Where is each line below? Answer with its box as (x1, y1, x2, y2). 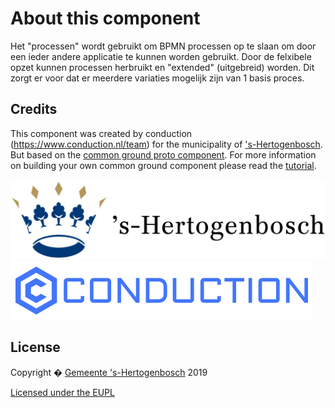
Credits (10, 101, 58, 118)
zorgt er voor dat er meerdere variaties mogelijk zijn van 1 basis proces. (10, 72, 305, 84)
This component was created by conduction (10, 127, 193, 139)
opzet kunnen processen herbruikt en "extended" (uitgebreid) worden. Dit (10, 61, 315, 73)
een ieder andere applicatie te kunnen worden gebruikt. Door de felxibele (10, 50, 312, 62)
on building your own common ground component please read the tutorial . (10, 159, 317, 171)
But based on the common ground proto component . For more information (10, 148, 317, 161)
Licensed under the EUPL (10, 386, 115, 398)
